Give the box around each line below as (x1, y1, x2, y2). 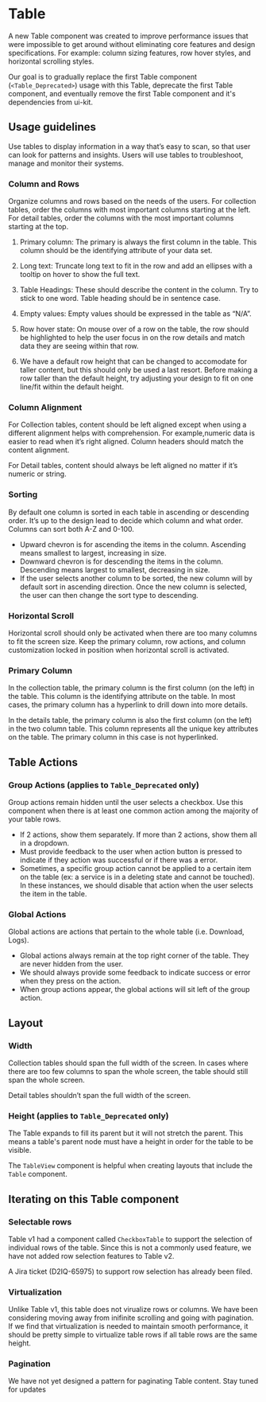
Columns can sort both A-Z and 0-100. (8, 524, 135, 533)
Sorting (8, 489, 38, 500)
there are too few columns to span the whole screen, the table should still (8, 1066, 249, 1076)
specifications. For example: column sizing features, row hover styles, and (8, 48, 252, 57)
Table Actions (8, 756, 78, 769)
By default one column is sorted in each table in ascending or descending (8, 507, 249, 517)
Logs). (8, 935, 29, 945)
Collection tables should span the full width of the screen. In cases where (8, 1058, 249, 1068)
